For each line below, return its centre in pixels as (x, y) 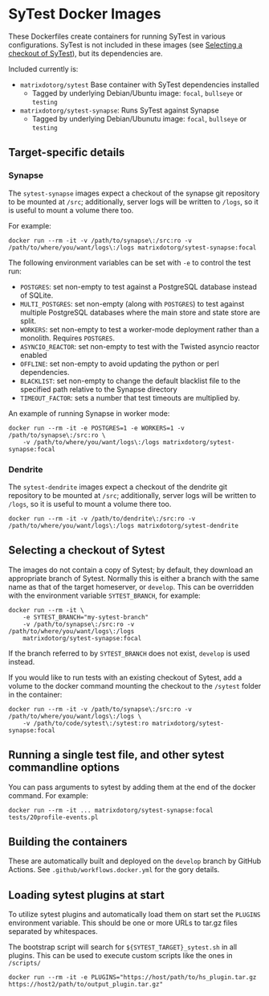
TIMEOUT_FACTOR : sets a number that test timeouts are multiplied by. (130, 397)
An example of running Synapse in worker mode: (89, 413)
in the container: (35, 694)
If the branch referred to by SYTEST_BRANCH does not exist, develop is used (129, 653)
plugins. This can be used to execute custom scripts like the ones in (120, 956)
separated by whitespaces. (53, 932)
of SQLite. (37, 295)
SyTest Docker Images (85, 14)
